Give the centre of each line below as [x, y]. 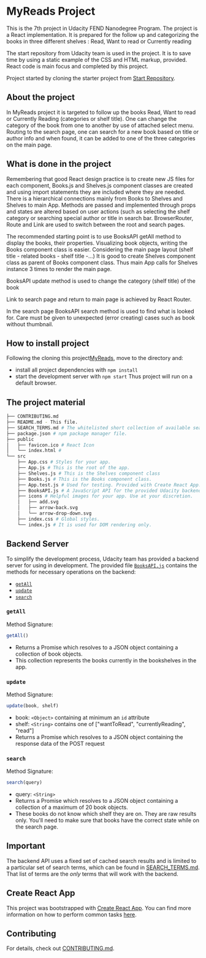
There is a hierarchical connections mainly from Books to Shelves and [94, 198]
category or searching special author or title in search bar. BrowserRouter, [100, 218]
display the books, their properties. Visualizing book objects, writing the [97, 243]
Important [26, 846]
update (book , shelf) [33, 706]
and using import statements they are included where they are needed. [96, 192]
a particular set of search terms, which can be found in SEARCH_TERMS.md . [103, 867]
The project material [46, 402]
